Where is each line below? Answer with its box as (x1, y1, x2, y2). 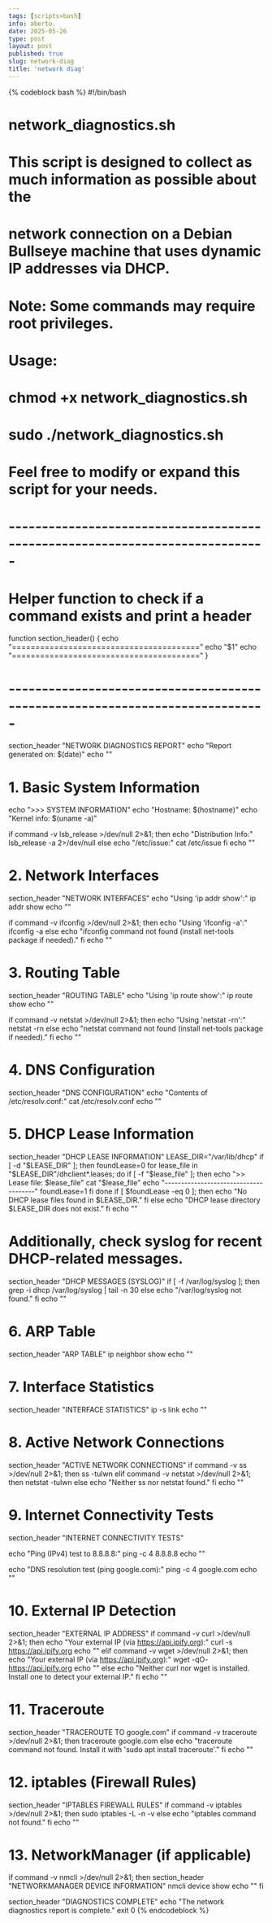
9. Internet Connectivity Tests (8, 1505, 214, 1524)
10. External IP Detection (8, 1601, 177, 1620)
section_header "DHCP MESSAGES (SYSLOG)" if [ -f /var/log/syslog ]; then (8, 1276, 260, 1286)
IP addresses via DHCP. (8, 260, 171, 278)
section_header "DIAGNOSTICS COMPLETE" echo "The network (8, 1897, 225, 1907)
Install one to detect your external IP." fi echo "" (8, 1671, 168, 1681)
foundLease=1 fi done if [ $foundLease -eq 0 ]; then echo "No (39, 1186, 248, 1196)
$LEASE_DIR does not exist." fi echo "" (8, 1204, 138, 1213)
